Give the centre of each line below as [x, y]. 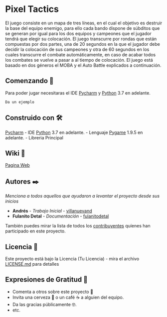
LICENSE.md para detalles [32, 264]
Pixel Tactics [32, 9]
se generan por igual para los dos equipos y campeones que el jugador [79, 33]
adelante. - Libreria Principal [34, 137]
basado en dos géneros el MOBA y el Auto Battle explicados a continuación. [83, 65]
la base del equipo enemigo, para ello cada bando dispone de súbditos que [83, 28]
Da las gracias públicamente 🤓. [45, 304]
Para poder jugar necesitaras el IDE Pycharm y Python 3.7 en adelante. [78, 93]
